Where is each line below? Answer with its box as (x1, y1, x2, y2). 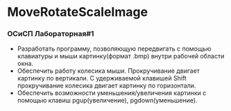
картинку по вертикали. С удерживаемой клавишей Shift (17, 74, 187, 83)
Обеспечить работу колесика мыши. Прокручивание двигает (17, 67, 200, 75)
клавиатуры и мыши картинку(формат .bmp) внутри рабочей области (17, 52, 225, 60)
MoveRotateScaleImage (7, 4, 148, 20)
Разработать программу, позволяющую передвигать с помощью (17, 44, 212, 53)
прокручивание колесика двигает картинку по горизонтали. (17, 81, 196, 90)
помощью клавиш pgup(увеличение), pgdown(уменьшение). (17, 96, 198, 105)
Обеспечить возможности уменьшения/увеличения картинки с (17, 89, 207, 97)
